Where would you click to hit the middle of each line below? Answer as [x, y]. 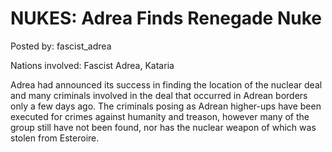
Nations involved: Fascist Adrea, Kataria [92, 65]
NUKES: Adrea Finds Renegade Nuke [166, 18]
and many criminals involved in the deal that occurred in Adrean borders [159, 95]
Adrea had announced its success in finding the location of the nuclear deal [166, 84]
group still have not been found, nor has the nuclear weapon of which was [163, 127]
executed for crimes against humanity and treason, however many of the [160, 116]
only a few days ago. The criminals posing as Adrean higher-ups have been [166, 106]
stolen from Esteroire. [55, 138]
